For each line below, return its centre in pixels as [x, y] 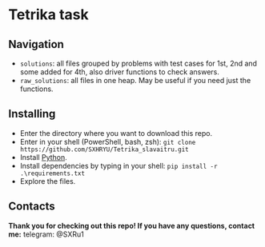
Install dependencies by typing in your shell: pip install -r [118, 165]
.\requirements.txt [52, 173]
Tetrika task [49, 15]
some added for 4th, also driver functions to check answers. [120, 72]
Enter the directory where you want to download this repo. [116, 133]
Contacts [32, 207]
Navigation [36, 44]
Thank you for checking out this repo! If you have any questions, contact [131, 225]
